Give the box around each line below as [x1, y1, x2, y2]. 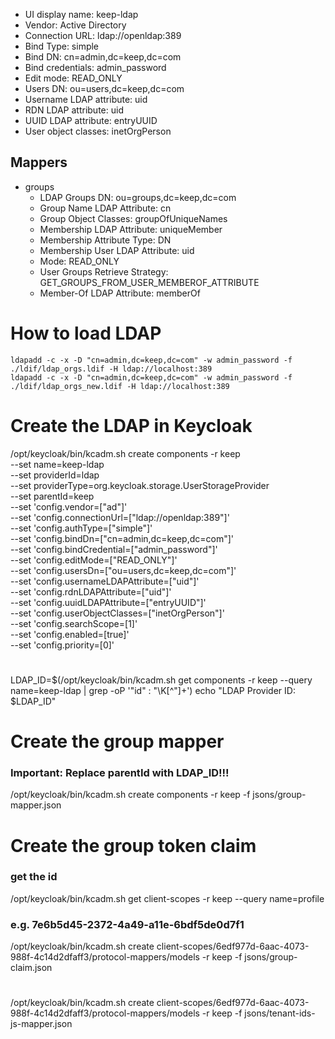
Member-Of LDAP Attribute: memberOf [39, 287, 201, 299]
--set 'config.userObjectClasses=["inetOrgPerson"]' [10, 607, 225, 619]
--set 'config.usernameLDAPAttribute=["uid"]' [10, 575, 200, 587]
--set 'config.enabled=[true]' [10, 628, 130, 640]
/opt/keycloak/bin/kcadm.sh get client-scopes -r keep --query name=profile [10, 892, 325, 904]
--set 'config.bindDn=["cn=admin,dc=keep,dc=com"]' [10, 532, 235, 544]
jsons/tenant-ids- [244, 1007, 316, 1019]
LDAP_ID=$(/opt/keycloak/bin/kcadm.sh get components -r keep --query [10, 674, 313, 686]
